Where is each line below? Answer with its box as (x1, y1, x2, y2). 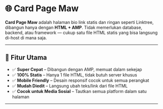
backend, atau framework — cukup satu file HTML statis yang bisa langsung (5, 30, 158, 36)
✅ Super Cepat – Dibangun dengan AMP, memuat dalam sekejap (12, 66, 142, 72)
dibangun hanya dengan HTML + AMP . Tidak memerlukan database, (5, 24, 143, 30)
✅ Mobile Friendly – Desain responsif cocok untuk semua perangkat (12, 77, 149, 83)
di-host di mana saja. (5, 35, 47, 40)
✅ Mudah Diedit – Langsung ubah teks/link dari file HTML (12, 83, 128, 89)
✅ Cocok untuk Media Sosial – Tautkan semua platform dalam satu (12, 88, 147, 94)
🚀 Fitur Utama (5, 54, 47, 62)
